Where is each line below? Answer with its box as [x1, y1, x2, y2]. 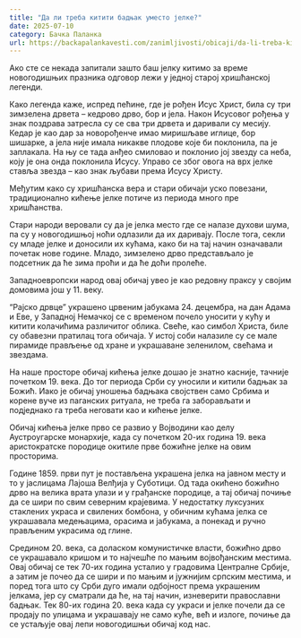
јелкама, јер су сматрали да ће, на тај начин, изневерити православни [9, 591, 280, 601]
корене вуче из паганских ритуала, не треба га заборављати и [9, 395, 251, 406]
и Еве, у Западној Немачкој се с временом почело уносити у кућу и [9, 311, 271, 323]
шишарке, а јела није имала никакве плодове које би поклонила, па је [9, 137, 278, 148]
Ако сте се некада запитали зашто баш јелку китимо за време [9, 63, 248, 73]
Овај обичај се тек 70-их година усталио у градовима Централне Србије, [9, 562, 290, 573]
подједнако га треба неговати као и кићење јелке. [9, 405, 202, 416]
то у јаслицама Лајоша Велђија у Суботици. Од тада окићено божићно [9, 478, 279, 488]
